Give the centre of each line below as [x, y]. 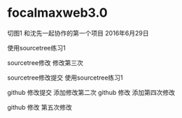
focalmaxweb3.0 [58, 13]
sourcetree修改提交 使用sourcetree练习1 [65, 78]
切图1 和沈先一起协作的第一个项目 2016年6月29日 [78, 33]
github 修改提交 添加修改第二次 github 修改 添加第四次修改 [91, 92]
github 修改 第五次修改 [40, 107]
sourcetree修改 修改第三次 [45, 62]
